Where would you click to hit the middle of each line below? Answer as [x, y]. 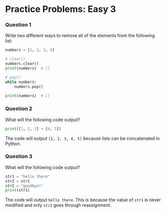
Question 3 [19, 157]
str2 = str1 [17, 181]
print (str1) [17, 191]
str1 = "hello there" [28, 176]
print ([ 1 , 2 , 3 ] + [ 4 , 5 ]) [33, 129]
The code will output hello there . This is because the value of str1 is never [83, 200]
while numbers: [21, 82]
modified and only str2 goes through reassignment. [58, 205]
